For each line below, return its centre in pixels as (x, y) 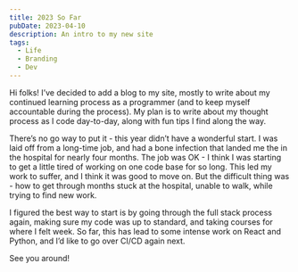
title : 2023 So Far (46, 17)
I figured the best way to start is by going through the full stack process (141, 212)
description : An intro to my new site (81, 34)
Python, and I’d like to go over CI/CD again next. (97, 241)
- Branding (37, 59)
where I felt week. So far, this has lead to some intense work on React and (145, 231)
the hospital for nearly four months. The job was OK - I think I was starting (145, 157)
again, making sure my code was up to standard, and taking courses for (141, 222)
